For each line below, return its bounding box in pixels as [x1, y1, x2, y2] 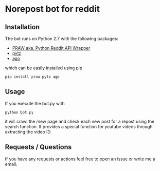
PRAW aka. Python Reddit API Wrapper [12, 45, 90, 51]
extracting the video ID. [5, 129, 52, 134]
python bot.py [5, 110, 34, 115]
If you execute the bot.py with [5, 100, 65, 106]
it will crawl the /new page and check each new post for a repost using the [5, 118, 155, 124]
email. [5, 161, 18, 167]
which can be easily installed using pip [5, 65, 83, 71]
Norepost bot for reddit [5, 3, 100, 15]
